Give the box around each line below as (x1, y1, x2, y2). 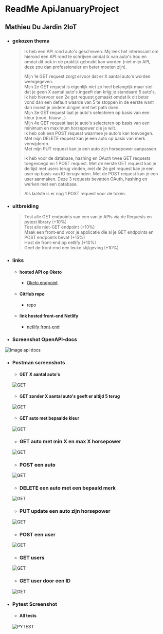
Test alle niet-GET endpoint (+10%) (24, 224, 95, 230)
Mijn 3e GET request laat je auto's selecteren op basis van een (24, 110, 150, 115)
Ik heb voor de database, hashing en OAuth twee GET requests (24, 155, 151, 161)
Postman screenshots (12, 359, 66, 366)
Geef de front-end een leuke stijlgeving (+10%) (24, 245, 119, 251)
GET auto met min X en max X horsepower (19, 438, 122, 445)
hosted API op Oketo (19, 269, 62, 275)
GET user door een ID (19, 578, 71, 584)
